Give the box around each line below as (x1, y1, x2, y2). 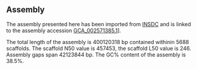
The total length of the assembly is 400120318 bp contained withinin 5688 (6, 38, 189, 45)
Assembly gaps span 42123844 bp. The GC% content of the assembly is (6, 51, 186, 58)
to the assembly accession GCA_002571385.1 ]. (6, 27, 122, 34)
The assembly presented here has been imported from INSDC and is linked (6, 20, 192, 27)
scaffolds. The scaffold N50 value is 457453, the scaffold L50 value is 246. (6, 45, 192, 52)
